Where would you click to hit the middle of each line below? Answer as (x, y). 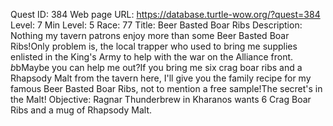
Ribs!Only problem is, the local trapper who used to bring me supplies (154, 46)
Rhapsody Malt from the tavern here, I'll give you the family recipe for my (161, 78)
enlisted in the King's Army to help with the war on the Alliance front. (152, 57)
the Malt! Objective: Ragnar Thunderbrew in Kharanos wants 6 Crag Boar (161, 99)
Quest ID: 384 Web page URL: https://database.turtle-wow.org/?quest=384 (165, 14)
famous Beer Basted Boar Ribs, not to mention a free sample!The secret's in (166, 88)
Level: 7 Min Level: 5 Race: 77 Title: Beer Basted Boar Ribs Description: (156, 25)
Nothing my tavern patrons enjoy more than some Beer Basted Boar (150, 35)
